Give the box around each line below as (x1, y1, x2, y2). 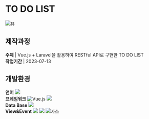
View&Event (5, 108, 32, 114)
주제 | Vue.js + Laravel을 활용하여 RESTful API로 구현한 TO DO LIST (5, 52, 144, 58)
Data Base (5, 102, 28, 108)
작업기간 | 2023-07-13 (5, 58, 51, 64)
